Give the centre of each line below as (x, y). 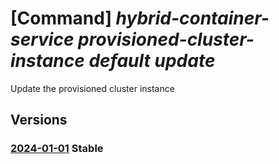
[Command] (61, 18)
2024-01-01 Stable (57, 149)
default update (152, 61)
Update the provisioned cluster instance (92, 88)
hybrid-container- (192, 18)
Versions (39, 120)
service (42, 39)
